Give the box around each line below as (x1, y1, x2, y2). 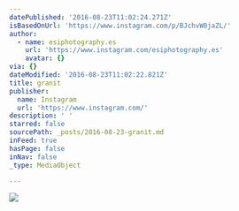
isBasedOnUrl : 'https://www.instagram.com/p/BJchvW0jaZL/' (9, 21, 232, 30)
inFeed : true (9, 136, 58, 145)
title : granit (9, 79, 62, 87)
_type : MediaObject (9, 161, 81, 170)
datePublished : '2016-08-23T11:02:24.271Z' (9, 12, 173, 22)
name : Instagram (17, 94, 77, 104)
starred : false (9, 120, 66, 129)
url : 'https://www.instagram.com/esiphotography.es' (25, 46, 224, 55)
